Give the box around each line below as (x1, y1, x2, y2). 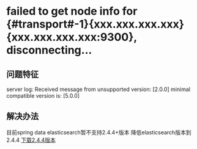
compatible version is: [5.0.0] (6, 92, 80, 99)
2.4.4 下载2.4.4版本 (6, 136, 56, 144)
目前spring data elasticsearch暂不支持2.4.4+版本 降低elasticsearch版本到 (6, 128, 191, 136)
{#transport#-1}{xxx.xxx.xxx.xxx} (6, 17, 185, 31)
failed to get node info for (6, 4, 138, 18)
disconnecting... (6, 43, 92, 57)
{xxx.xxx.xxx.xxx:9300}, (6, 31, 138, 44)
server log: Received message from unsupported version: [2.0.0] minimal (6, 85, 191, 93)
